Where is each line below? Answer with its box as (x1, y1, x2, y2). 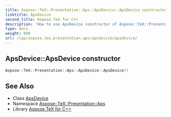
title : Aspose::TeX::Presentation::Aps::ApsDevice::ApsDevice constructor (5, 7, 167, 13)
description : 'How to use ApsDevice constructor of (5, 21, 117, 27)
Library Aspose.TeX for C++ (12, 106, 72, 112)
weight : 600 (5, 31, 31, 36)
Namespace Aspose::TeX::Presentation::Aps (12, 101, 105, 107)
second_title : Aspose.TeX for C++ (5, 17, 79, 22)
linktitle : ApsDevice (5, 12, 51, 17)
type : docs (5, 26, 28, 31)
